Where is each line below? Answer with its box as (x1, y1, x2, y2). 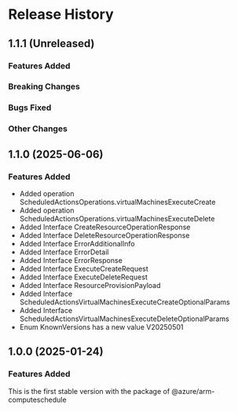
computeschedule (8, 395, 67, 404)
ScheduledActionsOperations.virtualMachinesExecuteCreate (19, 197, 216, 206)
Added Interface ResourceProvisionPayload (19, 280, 161, 290)
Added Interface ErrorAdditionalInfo (19, 239, 135, 248)
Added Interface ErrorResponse (19, 255, 123, 264)
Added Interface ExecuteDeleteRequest (19, 272, 148, 282)
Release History (8, 5, 114, 24)
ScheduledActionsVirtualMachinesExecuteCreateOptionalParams (19, 297, 230, 307)
